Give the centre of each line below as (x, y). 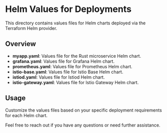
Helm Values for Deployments (68, 9)
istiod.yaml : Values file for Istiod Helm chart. (58, 77)
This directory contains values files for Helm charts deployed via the (75, 23)
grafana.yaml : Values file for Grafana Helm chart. (63, 61)
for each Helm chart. (26, 115)
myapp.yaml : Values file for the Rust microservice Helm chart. (77, 56)
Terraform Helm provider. (31, 28)
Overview (21, 44)
